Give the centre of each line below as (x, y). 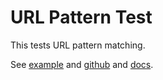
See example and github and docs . (82, 64)
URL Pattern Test (81, 17)
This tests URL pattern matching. (78, 45)
